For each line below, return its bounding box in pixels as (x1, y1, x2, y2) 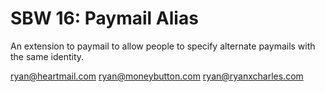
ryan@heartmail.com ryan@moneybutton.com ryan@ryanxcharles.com (10, 70, 304, 82)
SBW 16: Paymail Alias (10, 7, 199, 30)
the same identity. (10, 50, 85, 62)
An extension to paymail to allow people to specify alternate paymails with (10, 40, 316, 52)
